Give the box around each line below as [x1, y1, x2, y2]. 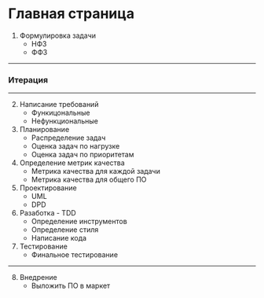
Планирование [19, 125, 70, 134]
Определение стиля [31, 225, 99, 234]
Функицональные [31, 108, 90, 118]
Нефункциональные [31, 116, 98, 126]
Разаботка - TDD [19, 208, 76, 218]
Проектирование [19, 183, 77, 193]
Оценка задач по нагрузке [31, 142, 120, 151]
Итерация [8, 74, 49, 85]
